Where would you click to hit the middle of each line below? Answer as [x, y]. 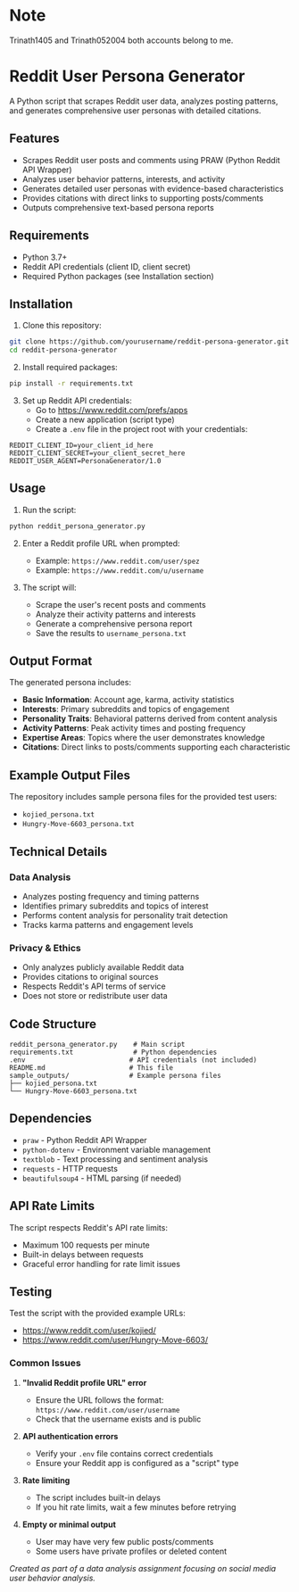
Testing [31, 1292]
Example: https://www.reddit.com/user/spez [117, 560]
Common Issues [46, 1364]
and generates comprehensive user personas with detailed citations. [135, 110]
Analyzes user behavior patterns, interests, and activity [124, 178]
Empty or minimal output [69, 1524]
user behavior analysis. [53, 1578]
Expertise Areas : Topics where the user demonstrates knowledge [144, 738]
